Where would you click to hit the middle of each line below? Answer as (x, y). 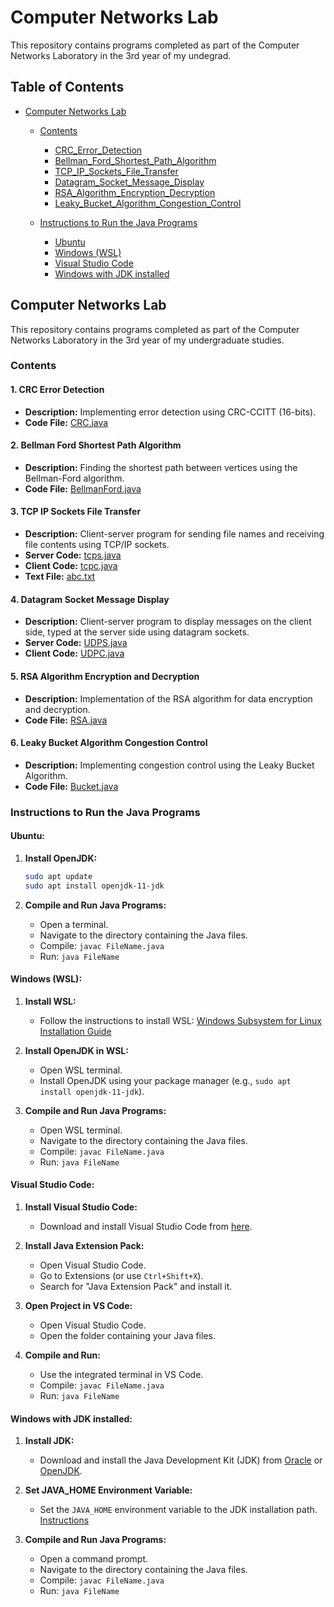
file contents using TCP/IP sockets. (97, 545)
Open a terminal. (74, 924)
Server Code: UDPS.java (76, 643)
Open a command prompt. (94, 1559)
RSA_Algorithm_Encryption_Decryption (135, 192)
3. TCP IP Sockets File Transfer (76, 512)
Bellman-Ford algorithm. (74, 478)
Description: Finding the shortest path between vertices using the (161, 467)
